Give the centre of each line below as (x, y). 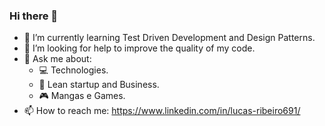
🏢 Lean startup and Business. (99, 85)
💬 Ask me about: (57, 59)
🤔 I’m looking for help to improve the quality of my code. (139, 48)
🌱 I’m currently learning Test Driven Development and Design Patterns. (169, 38)
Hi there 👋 (34, 16)
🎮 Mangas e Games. (82, 96)
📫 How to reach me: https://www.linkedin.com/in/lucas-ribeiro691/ (162, 111)
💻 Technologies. (73, 70)
